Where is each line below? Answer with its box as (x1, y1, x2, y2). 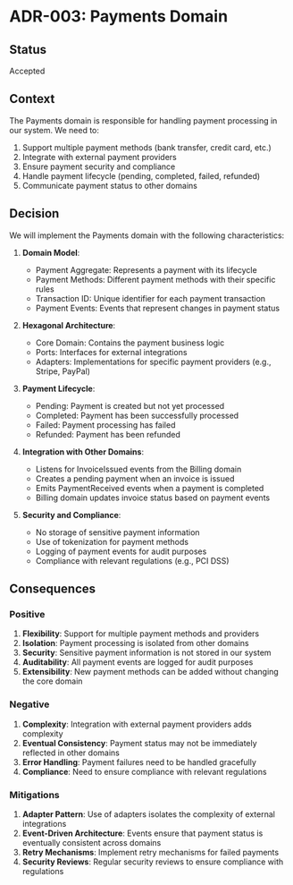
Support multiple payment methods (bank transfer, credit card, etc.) (21, 141, 272, 153)
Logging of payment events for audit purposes (35, 546, 207, 557)
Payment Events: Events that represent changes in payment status (35, 302, 280, 313)
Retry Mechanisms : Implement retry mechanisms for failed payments (21, 847, 280, 857)
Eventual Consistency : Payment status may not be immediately (21, 737, 257, 748)
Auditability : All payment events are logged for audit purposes (21, 657, 254, 668)
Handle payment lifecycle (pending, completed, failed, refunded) (21, 170, 261, 181)
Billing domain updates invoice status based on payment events (35, 492, 271, 503)
